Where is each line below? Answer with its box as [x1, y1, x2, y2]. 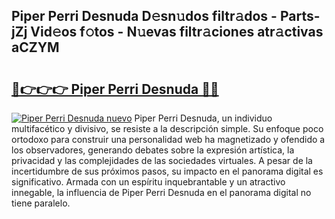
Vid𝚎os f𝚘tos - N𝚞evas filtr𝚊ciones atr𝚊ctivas [30, 24, 324, 41]
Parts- [279, 8, 321, 25]
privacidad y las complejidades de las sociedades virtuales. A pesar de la [11, 155, 313, 166]
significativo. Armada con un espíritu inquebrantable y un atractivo [11, 176, 286, 188]
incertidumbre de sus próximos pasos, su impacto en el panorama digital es [11, 165, 324, 177]
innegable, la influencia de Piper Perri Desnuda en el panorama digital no [11, 187, 312, 198]
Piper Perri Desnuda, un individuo [134, 112, 273, 124]
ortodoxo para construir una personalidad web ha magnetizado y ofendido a [11, 134, 326, 145]
